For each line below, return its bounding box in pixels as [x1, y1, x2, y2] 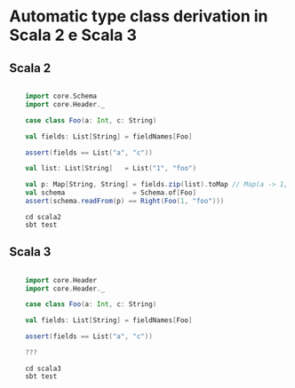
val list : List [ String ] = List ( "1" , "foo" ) [25, 164, 197, 173]
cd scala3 [25, 364, 62, 373]
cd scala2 [25, 212, 62, 221]
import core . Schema [25, 91, 98, 100]
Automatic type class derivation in [9, 6, 268, 27]
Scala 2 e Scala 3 [9, 25, 138, 45]
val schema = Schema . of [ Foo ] [25, 188, 197, 197]
